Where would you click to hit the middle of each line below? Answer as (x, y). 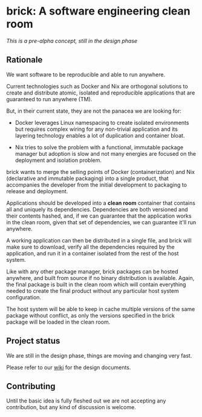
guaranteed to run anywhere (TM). (49, 99)
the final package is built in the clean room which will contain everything (96, 284)
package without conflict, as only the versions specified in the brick (91, 315)
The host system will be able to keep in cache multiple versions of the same (101, 309)
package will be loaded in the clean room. (58, 322)
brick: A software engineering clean (98, 11)
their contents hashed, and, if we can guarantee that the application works (99, 216)
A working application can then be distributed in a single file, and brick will (99, 240)
